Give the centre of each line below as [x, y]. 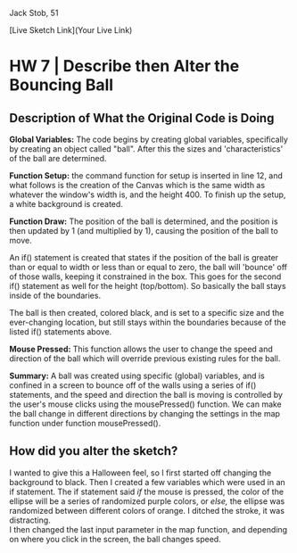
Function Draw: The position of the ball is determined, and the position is [144, 221]
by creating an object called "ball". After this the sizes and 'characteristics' [146, 149]
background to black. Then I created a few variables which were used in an [147, 482]
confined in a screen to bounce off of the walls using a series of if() [133, 385]
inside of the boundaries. [55, 295]
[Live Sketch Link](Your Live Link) [71, 30]
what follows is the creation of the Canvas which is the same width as [137, 185]
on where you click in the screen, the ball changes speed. [115, 539]
